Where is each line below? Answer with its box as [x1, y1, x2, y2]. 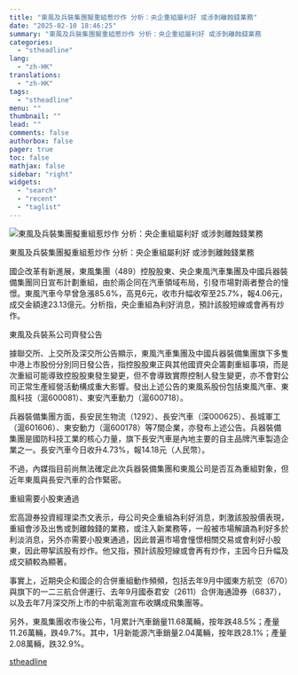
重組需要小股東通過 [9, 493, 80, 504]
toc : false [9, 153, 50, 162]
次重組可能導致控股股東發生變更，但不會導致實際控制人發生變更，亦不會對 [9, 370, 281, 381]
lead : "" [9, 121, 42, 130]
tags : [9, 87, 29, 96]
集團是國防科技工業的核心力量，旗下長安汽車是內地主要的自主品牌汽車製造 [9, 433, 281, 443]
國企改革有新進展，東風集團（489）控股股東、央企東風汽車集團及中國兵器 [9, 265, 281, 276]
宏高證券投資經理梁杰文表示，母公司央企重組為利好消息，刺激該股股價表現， [9, 512, 289, 522]
